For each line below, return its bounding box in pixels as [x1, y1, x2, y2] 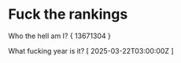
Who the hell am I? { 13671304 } [8, 31, 112, 40]
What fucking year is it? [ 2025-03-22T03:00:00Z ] [8, 46, 175, 55]
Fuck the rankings [8, 5, 128, 23]
